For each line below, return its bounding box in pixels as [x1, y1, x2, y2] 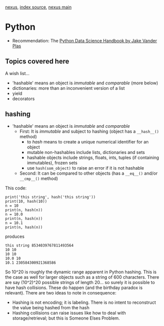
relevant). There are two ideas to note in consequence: [5, 290, 117, 295]
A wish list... [5, 70, 30, 76]
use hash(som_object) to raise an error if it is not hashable [27, 165, 144, 171]
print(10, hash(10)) [5, 199, 48, 204]
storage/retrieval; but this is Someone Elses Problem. [12, 315, 120, 321]
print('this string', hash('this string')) [5, 194, 96, 199]
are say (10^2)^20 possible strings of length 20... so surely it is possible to [5, 279, 155, 285]
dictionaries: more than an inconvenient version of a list [12, 85, 125, 91]
